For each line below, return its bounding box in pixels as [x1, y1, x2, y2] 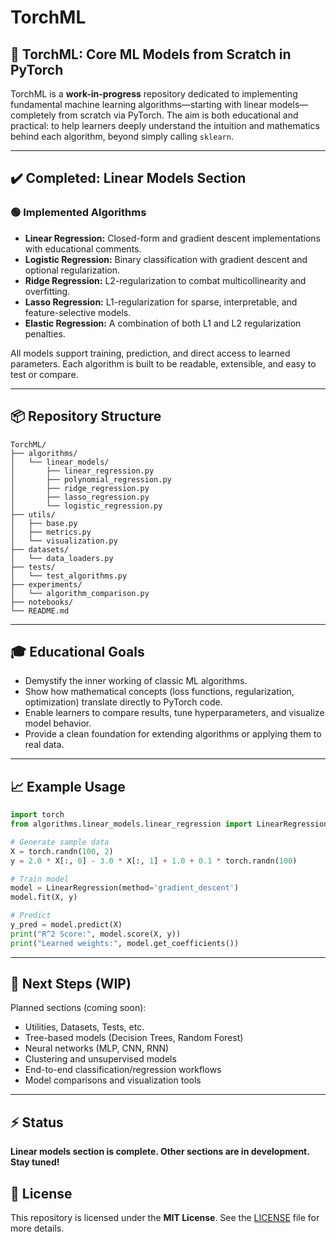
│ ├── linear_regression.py [10, 466, 155, 476]
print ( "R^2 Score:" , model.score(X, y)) [10, 929, 182, 939]
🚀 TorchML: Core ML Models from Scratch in [10, 46, 292, 63]
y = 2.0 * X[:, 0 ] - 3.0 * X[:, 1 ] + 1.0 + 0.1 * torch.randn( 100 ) [10, 856, 298, 866]
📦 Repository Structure [10, 408, 162, 425]
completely [10, 109, 57, 121]
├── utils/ [10, 509, 56, 520]
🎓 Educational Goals [10, 643, 145, 660]
